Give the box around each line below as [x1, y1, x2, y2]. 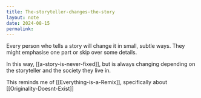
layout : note [6, 15, 39, 21]
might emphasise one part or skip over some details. [6, 49, 137, 56]
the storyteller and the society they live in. [6, 67, 111, 74]
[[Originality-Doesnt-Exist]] [6, 85, 74, 93]
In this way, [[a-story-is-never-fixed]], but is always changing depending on [6, 60, 196, 68]
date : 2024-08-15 [6, 20, 50, 26]
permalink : [6, 25, 34, 32]
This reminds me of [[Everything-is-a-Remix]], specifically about [6, 79, 168, 86]
